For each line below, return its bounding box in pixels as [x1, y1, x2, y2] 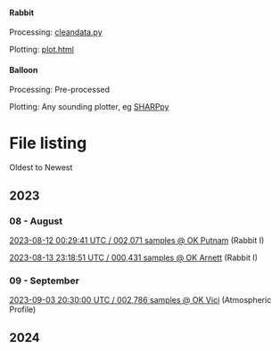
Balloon [9, 64, 38, 75]
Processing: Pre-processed [9, 85, 110, 95]
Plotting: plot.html [9, 45, 74, 55]
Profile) [9, 304, 37, 315]
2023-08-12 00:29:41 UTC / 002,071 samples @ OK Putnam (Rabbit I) [9, 235, 265, 246]
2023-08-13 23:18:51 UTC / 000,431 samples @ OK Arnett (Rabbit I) [9, 252, 259, 263]
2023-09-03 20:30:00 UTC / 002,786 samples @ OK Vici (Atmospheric [9, 295, 272, 306]
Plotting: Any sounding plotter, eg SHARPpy [9, 102, 169, 112]
